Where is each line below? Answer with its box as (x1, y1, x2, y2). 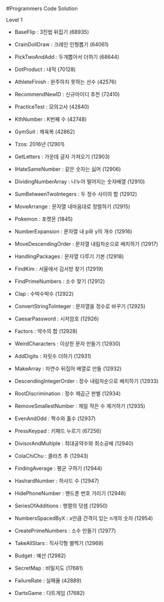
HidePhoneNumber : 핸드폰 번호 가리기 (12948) (14, 490, 127, 496)
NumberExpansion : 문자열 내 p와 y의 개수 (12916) (14, 228, 133, 235)
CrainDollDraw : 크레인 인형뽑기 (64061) (14, 41, 109, 48)
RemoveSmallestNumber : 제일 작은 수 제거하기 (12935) (14, 403, 145, 410)
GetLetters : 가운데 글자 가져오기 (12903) (14, 153, 110, 160)
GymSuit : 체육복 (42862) (14, 128, 75, 135)
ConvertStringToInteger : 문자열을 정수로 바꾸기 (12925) (14, 303, 146, 310)
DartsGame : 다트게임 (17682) (14, 590, 85, 596)
